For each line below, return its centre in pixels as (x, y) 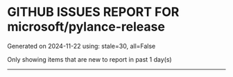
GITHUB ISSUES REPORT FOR (93, 12)
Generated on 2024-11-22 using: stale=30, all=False (81, 46)
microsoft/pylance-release (86, 27)
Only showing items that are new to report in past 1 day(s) (89, 59)
